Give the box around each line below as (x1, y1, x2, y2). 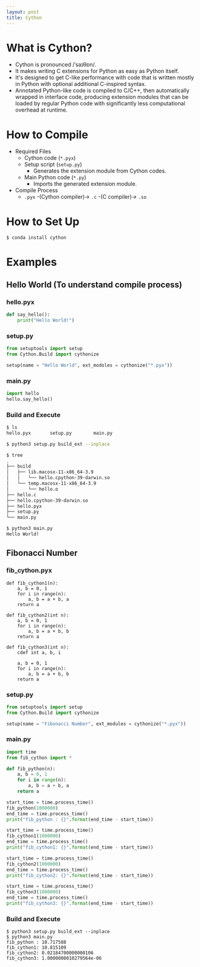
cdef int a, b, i (17, 649, 61, 655)
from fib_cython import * (6, 754, 72, 761)
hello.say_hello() (6, 396, 53, 402)
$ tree (6, 452, 23, 458)
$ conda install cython (6, 235, 67, 241)
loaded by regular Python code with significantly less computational (15, 100, 185, 107)
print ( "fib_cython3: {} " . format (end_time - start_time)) (6, 901, 154, 907)
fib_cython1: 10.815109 (6, 944, 67, 951)
